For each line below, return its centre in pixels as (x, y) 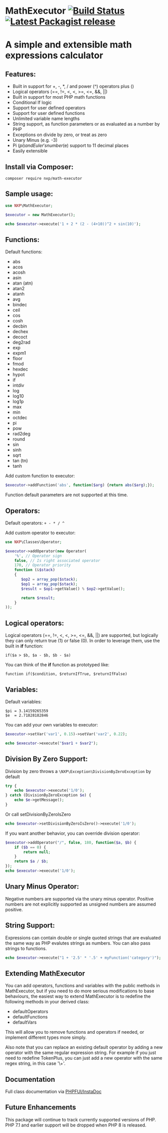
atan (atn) (23, 283)
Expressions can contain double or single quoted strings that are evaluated (83, 938)
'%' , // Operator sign (38, 556)
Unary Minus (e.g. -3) (35, 140)
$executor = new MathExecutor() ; (40, 215)
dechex (20, 332)
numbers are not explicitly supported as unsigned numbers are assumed (81, 904)
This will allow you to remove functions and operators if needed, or (75, 1032)
